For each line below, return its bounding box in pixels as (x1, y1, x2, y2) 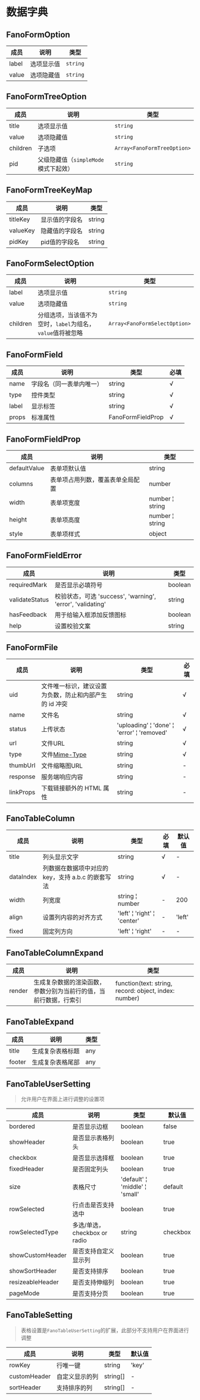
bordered (9, 1122, 36, 1130)
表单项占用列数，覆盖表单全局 (50, 476, 134, 484)
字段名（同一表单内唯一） (31, 380, 103, 388)
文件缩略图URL (41, 761, 83, 769)
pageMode (9, 1289, 40, 1297)
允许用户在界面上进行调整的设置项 (20, 1095, 105, 1103)
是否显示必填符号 (54, 581, 103, 589)
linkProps (9, 788, 36, 796)
